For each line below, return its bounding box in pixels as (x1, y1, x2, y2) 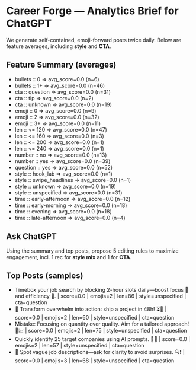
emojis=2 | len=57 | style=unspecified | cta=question (14, 342, 144, 349)
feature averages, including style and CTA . (6, 43, 111, 50)
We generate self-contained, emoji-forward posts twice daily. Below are (6, 36, 182, 43)
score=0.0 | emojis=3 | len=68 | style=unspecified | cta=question (14, 357, 175, 364)
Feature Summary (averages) (6, 60, 117, 70)
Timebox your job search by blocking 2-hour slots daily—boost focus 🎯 (14, 286, 189, 294)
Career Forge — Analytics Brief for (6, 4, 179, 18)
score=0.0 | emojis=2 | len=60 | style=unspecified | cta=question (14, 314, 175, 321)
